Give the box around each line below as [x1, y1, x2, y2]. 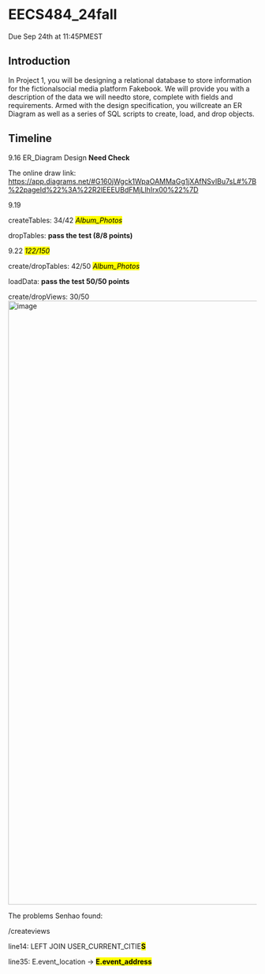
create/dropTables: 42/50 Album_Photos [8, 261, 140, 271]
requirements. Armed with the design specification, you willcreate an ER [8, 100, 242, 110]
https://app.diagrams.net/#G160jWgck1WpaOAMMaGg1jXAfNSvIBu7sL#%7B [8, 176, 257, 186]
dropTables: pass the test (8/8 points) [8, 230, 133, 240]
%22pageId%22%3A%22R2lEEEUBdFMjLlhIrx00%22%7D [8, 185, 199, 194]
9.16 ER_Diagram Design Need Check [8, 152, 130, 162]
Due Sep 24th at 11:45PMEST [8, 32, 103, 41]
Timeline [8, 132, 53, 145]
